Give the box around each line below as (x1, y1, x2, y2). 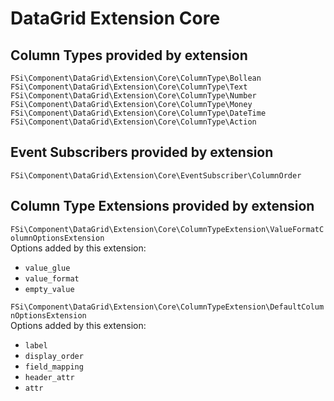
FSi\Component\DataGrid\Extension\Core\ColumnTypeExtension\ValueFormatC (10, 224, 325, 234)
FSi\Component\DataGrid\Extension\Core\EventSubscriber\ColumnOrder (10, 170, 302, 181)
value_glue (24, 263, 71, 273)
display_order (24, 351, 84, 361)
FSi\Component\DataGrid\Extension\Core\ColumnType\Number (10, 91, 257, 101)
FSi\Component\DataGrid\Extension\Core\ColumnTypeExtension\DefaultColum (10, 302, 325, 312)
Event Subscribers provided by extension (10, 144, 274, 161)
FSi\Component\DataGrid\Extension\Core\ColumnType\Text (10, 82, 248, 92)
